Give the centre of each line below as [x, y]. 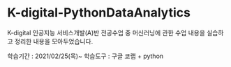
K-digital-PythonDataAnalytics [99, 13]
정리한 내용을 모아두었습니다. [54, 41]
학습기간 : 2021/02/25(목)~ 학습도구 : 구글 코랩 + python [85, 56]
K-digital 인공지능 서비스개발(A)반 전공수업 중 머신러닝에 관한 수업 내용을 [106, 32]
